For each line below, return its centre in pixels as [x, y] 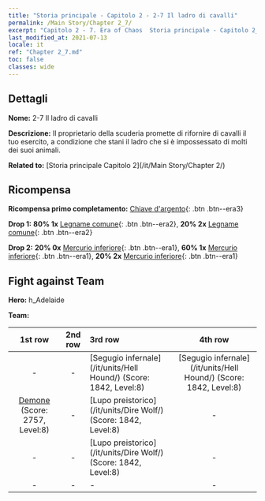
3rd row [105, 340]
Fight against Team [56, 281]
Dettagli [28, 99]
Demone [34, 401]
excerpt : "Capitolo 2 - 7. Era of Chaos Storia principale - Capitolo [128, 30]
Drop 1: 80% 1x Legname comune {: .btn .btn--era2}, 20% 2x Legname [123, 224]
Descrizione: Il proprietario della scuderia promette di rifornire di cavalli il [127, 133]
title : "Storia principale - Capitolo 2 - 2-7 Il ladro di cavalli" [123, 15]
